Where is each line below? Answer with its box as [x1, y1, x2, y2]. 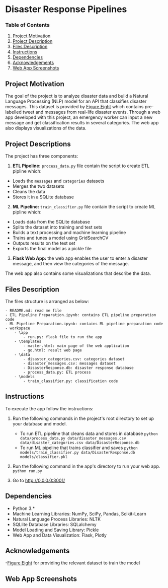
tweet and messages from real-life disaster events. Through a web [22, 109, 161, 115]
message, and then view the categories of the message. [12, 261, 129, 267]
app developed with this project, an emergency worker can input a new [5, 114, 153, 120]
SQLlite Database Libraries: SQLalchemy [12, 521, 97, 527]
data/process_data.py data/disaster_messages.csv [20, 435, 127, 441]
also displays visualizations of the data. [5, 125, 87, 131]
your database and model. [12, 420, 67, 426]
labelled [5, 109, 22, 115]
